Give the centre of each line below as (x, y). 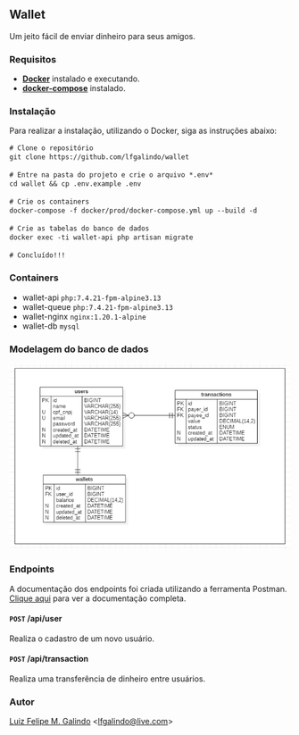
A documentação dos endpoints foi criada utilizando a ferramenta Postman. (148, 589)
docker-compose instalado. (74, 88)
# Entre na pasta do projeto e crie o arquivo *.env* (112, 175)
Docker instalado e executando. (81, 79)
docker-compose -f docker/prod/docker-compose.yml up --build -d (133, 211)
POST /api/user (36, 619)
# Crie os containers (50, 202)
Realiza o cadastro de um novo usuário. (82, 639)
